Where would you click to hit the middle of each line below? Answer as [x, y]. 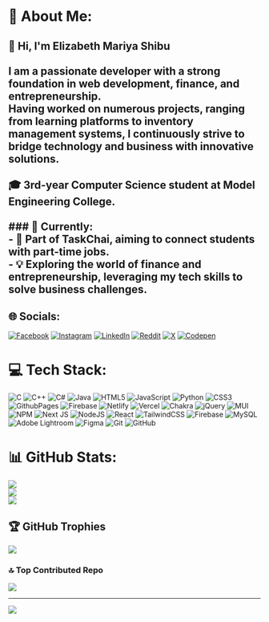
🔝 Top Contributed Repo [56, 570]
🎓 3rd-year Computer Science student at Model [132, 185]
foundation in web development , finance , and [124, 83]
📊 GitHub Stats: [63, 457]
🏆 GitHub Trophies [57, 526]
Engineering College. [62, 201]
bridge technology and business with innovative [131, 146]
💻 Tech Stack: [58, 370]
